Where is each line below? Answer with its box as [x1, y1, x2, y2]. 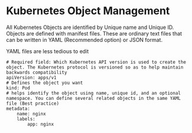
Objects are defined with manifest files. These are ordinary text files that [6, 30, 182, 37]
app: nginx [27, 121, 54, 127]
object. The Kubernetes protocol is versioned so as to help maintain [6, 64, 184, 70]
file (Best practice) [6, 100, 60, 106]
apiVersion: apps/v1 [6, 74, 57, 80]
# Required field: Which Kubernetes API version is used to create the [6, 59, 186, 65]
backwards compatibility [6, 69, 67, 75]
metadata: [6, 105, 31, 112]
